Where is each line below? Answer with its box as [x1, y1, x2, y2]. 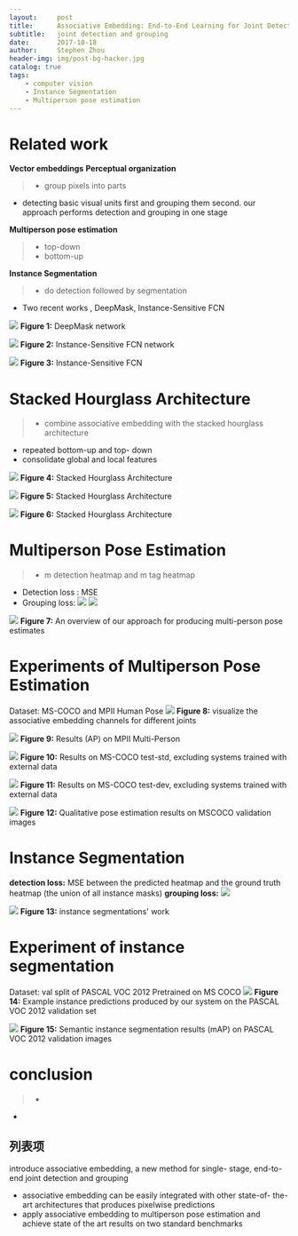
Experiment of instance [9, 937, 185, 958]
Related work [9, 134, 109, 154]
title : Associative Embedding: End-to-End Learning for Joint [9, 21, 264, 30]
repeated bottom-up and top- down [21, 445, 153, 456]
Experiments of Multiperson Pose [9, 657, 262, 676]
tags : [9, 71, 29, 80]
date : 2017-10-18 [9, 37, 98, 47]
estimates [9, 626, 45, 636]
